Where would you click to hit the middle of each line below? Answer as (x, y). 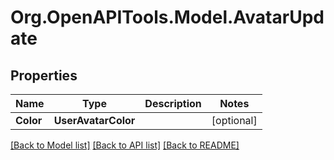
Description (173, 103)
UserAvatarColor (94, 120)
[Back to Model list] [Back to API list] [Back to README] (125, 145)
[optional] (234, 120)
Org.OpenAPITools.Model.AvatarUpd (167, 17)
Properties (44, 75)
